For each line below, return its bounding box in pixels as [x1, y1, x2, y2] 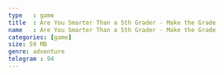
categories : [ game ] [8, 33, 72, 41]
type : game [8, 11, 55, 20]
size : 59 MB [8, 41, 47, 48]
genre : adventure [8, 48, 65, 55]
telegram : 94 [8, 55, 55, 63]
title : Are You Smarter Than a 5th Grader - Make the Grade [8, 19, 216, 27]
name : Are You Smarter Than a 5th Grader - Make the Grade [8, 26, 216, 34]
